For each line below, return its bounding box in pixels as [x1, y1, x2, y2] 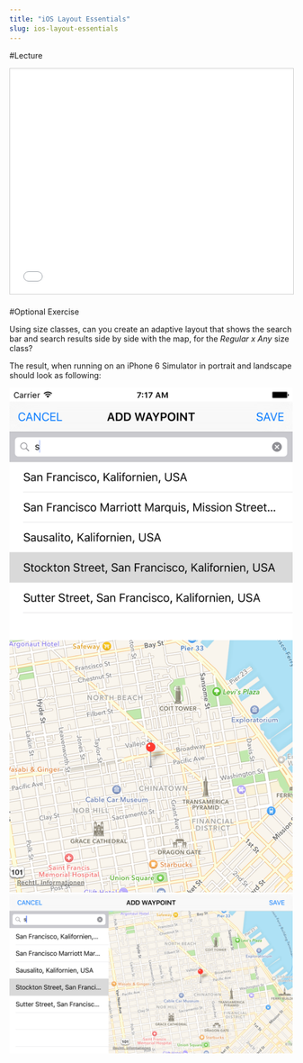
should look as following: [9, 369, 102, 380]
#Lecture [9, 50, 43, 60]
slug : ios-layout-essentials [9, 23, 119, 33]
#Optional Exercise [9, 306, 79, 317]
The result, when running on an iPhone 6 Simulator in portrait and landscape [9, 360, 292, 371]
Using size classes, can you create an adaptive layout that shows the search [9, 323, 292, 334]
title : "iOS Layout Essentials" [9, 14, 130, 23]
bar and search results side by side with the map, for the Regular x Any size [9, 333, 290, 344]
